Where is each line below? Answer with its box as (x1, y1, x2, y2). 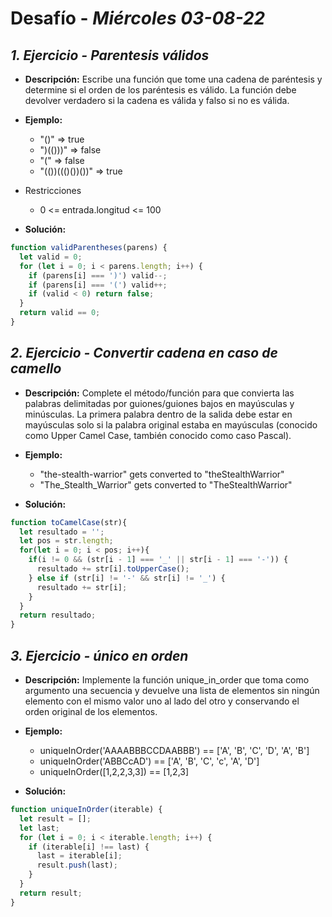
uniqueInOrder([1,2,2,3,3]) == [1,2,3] (39, 766, 190, 777)
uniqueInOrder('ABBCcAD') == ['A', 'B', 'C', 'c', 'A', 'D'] (39, 755, 260, 767)
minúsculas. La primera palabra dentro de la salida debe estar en (24, 408, 293, 420)
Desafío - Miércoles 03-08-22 (10, 7, 266, 30)
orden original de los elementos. (24, 706, 158, 717)
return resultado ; (19, 610, 97, 621)
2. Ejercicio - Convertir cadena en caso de (10, 345, 278, 362)
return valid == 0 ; (19, 308, 101, 318)
